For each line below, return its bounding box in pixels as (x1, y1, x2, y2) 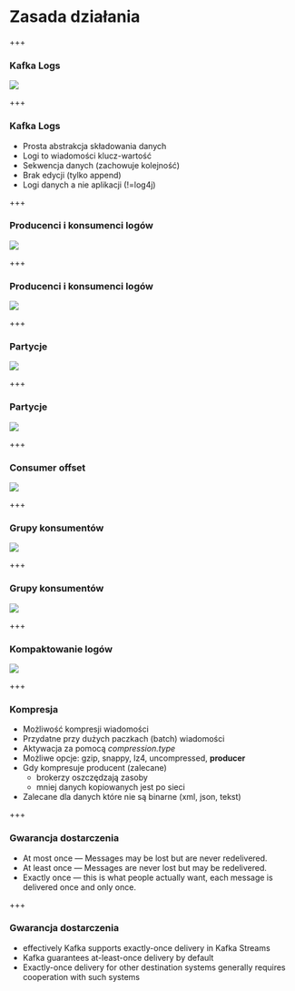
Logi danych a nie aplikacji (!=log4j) (22, 179, 156, 190)
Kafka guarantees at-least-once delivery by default (22, 952, 214, 963)
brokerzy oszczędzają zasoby (35, 772, 148, 784)
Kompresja (9, 703, 59, 715)
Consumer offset (9, 461, 86, 474)
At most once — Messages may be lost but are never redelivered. (22, 853, 268, 864)
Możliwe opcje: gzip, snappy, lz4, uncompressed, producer (22, 753, 246, 763)
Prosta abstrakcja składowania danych (22, 140, 167, 151)
